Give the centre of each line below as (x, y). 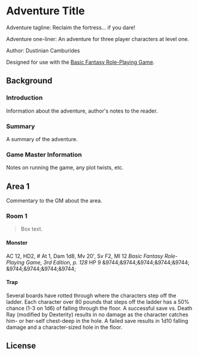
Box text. (32, 229)
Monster (17, 242)
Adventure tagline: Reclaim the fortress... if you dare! (71, 27)
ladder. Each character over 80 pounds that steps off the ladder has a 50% (98, 301)
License (21, 346)
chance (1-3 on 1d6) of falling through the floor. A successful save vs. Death (99, 308)
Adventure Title (45, 11)
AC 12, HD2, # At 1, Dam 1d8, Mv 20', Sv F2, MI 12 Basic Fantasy (85, 256)
